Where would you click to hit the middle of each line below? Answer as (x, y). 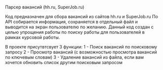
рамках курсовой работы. (33, 37)
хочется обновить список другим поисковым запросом (64, 62)
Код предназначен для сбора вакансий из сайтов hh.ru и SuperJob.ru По (82, 16)
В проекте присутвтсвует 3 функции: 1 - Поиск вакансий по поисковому (81, 47)
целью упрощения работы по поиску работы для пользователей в (75, 32)
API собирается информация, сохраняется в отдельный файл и (71, 22)
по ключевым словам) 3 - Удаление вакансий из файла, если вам (74, 57)
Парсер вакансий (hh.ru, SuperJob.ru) (45, 7)
